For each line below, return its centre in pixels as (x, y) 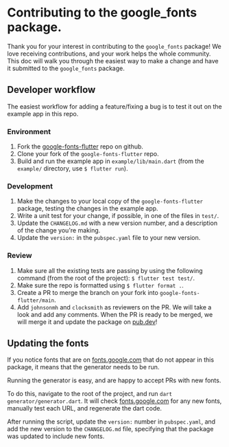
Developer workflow (51, 90)
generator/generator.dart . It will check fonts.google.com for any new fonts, (114, 401)
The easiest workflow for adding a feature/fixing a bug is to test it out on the (115, 106)
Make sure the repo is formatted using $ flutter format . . (100, 285)
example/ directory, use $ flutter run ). (72, 168)
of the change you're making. (59, 230)
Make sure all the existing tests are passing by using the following (110, 270)
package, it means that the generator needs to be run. (83, 367)
